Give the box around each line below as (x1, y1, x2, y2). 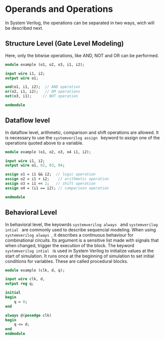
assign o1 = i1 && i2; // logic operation (5, 172, 96, 177)
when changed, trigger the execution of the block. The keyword (5, 242, 134, 248)
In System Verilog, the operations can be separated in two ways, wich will (5, 20, 155, 26)
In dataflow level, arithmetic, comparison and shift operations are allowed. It (5, 129, 159, 135)
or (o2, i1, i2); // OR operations (5, 89, 80, 94)
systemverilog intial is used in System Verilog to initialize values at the (5, 248, 154, 254)
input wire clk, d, (5, 277, 45, 282)
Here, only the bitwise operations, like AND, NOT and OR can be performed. (5, 52, 159, 58)
